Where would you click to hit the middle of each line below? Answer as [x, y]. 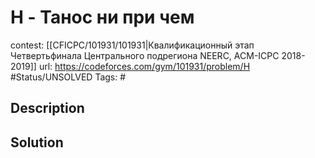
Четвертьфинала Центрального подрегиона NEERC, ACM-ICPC [145, 55]
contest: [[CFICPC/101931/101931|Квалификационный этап [132, 45]
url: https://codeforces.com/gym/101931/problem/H [144, 66]
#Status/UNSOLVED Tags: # [68, 77]
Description [47, 108]
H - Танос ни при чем [102, 17]
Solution [37, 142]
